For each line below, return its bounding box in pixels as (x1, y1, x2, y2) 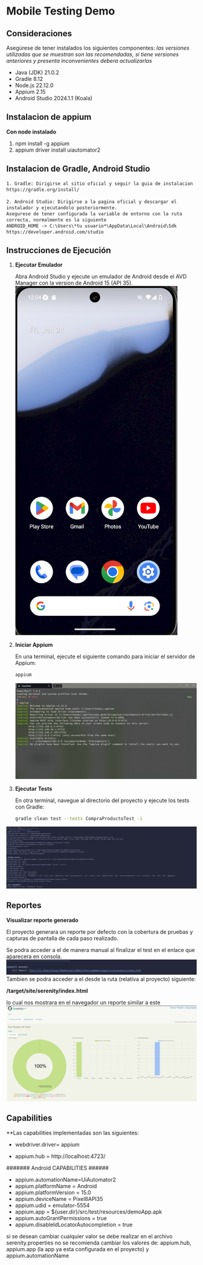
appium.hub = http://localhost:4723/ (14, 1153, 106, 1160)
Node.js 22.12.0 (14, 82, 54, 89)
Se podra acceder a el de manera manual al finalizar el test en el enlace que (6, 946, 195, 953)
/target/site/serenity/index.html (6, 987, 88, 995)
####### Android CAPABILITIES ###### (6, 1164, 109, 1171)
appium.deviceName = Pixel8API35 (14, 1195, 103, 1202)
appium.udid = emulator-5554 (14, 1202, 90, 1209)
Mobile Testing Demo (6, 4, 115, 18)
